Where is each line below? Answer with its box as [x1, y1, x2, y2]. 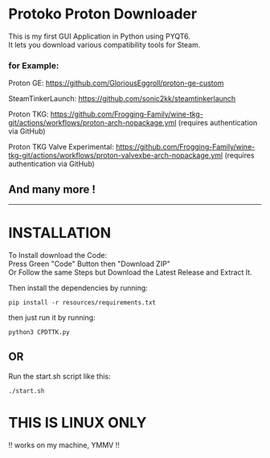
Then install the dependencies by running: [8, 283, 149, 292]
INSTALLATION [8, 224, 111, 242]
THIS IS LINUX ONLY [8, 413, 147, 431]
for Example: [8, 59, 59, 71]
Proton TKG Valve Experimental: [8, 142, 114, 152]
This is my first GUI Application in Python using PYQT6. [8, 31, 191, 41]
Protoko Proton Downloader [8, 5, 198, 23]
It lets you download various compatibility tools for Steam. [8, 39, 201, 49]
